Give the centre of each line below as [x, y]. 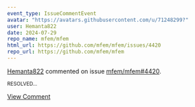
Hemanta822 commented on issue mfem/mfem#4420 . [84, 71]
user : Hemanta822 [32, 26]
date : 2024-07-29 [32, 33]
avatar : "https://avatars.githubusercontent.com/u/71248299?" [98, 20]
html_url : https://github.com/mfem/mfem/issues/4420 [84, 45]
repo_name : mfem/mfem [38, 39]
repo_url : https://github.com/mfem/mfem [66, 52]
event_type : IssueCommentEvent [52, 13]
